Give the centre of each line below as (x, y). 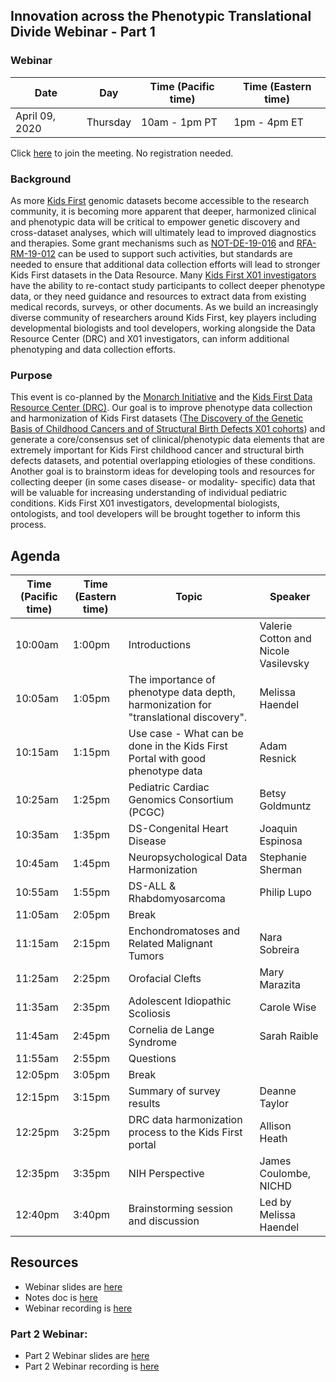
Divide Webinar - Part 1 (83, 32)
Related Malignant (170, 944)
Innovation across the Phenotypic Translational (161, 16)
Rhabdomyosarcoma (177, 899)
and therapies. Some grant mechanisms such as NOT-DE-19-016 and (152, 243)
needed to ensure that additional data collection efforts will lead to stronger (165, 264)
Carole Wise (288, 1007)
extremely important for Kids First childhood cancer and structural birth (157, 450)
